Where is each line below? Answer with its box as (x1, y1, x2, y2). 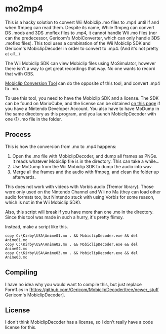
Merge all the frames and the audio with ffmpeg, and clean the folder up (12, 169, 159, 175)
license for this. (5, 324, 37, 331)
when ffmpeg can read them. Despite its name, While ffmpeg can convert (5, 24, 155, 30)
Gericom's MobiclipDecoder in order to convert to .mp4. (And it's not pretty (5, 45, 159, 51)
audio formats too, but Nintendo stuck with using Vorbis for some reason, (5, 194, 155, 200)
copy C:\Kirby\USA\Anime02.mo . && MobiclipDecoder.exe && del (5, 242, 138, 247)
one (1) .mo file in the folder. (5, 116, 62, 122)
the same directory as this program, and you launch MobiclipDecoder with (5, 111, 157, 116)
